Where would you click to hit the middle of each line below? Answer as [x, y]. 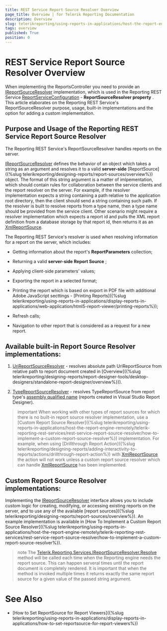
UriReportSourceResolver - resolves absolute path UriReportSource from [87, 366]
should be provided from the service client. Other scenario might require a [81, 211]
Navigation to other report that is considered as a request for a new [81, 325]
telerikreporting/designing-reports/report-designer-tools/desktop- [80, 377]
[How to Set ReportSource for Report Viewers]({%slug [68, 613]
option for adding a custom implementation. [50, 113]
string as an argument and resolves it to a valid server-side [66, 169]
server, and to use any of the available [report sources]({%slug [70, 511]
